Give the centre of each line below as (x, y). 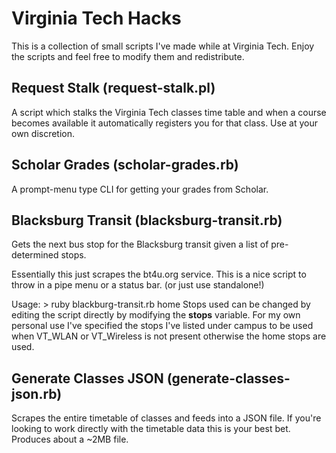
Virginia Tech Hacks (96, 18)
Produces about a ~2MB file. (70, 439)
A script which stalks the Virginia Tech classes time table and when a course (169, 112)
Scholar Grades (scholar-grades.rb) (125, 165)
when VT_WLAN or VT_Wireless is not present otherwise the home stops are (169, 336)
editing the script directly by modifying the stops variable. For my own (156, 315)
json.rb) (37, 393)
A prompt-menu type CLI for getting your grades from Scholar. (140, 189)
